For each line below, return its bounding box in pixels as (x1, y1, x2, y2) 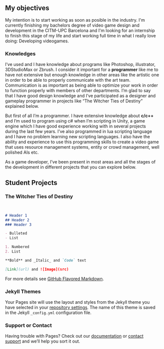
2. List (5, 249, 21, 254)
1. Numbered (5, 245, 29, 250)
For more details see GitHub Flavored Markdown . (5, 276, 104, 282)
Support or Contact (5, 322, 52, 329)
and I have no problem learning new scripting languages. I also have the (5, 134, 150, 140)
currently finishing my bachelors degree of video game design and (5, 22, 140, 28)
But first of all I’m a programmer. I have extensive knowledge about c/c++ (5, 113, 154, 119)
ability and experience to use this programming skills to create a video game (5, 139, 159, 145)
